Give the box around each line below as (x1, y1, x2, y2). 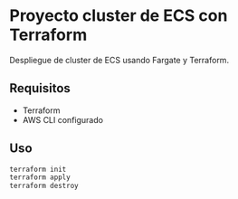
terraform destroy (9, 182, 79, 191)
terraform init (9, 165, 67, 174)
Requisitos (9, 81, 71, 96)
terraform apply (9, 173, 71, 182)
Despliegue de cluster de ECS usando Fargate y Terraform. (9, 54, 229, 65)
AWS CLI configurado (22, 114, 104, 125)
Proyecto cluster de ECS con (9, 5, 228, 26)
